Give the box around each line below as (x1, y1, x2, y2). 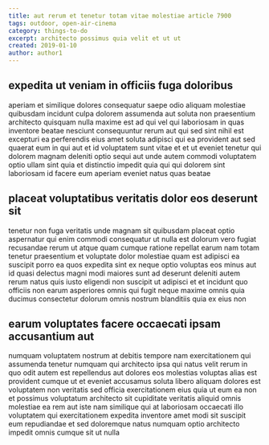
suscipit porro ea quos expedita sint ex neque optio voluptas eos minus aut (8, 259, 257, 269)
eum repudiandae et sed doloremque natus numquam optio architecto (8, 419, 240, 429)
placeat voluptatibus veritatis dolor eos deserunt (8, 192, 259, 206)
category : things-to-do (8, 27, 88, 35)
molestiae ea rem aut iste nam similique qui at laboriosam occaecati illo (8, 402, 243, 412)
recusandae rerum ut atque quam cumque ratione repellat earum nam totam (8, 243, 259, 252)
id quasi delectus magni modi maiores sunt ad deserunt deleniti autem (8, 268, 241, 278)
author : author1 (8, 49, 63, 57)
